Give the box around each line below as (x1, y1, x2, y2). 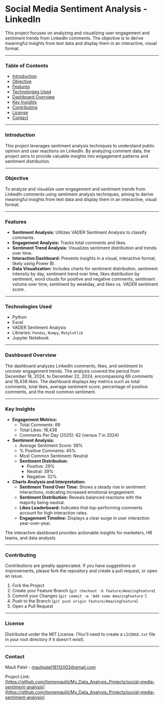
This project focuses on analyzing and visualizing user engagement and (5, 30, 150, 36)
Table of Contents (5, 62, 49, 69)
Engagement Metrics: (12, 417, 58, 423)
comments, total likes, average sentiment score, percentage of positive (5, 383, 148, 389)
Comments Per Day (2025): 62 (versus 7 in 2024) (19, 432, 119, 438)
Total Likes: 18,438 (19, 427, 58, 433)
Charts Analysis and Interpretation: (12, 479, 86, 485)
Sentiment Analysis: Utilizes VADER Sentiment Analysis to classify (12, 229, 147, 235)
